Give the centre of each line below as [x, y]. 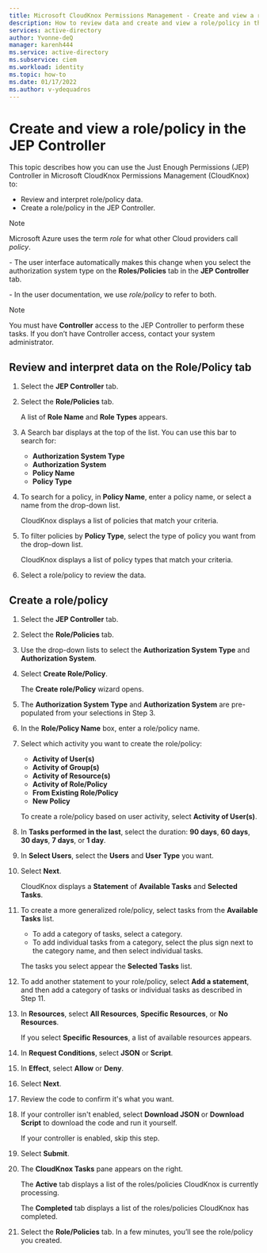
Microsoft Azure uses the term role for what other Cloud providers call [124, 239]
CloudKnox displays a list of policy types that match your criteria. [126, 560]
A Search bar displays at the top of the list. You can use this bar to [128, 432]
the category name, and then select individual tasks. [118, 950]
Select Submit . [45, 1153]
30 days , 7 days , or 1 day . [63, 840]
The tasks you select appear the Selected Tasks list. [106, 966]
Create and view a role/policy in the [128, 128]
